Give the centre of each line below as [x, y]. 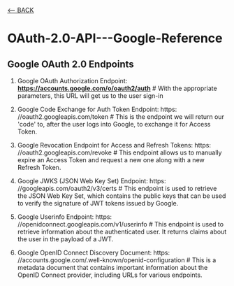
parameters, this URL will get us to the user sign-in [90, 96]
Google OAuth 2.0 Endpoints [71, 64]
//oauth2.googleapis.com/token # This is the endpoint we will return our [121, 117]
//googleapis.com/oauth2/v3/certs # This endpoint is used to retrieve [117, 188]
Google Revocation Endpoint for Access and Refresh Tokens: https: [114, 145]
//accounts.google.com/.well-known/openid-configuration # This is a [117, 260]
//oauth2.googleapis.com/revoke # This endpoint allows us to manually [119, 152]
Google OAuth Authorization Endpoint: [72, 81]
